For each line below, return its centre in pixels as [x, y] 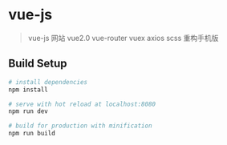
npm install [28, 90]
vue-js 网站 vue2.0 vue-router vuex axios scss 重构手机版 [123, 38]
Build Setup [38, 64]
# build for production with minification [80, 126]
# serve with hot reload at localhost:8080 [82, 104]
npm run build [32, 134]
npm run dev [28, 111]
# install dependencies [48, 82]
